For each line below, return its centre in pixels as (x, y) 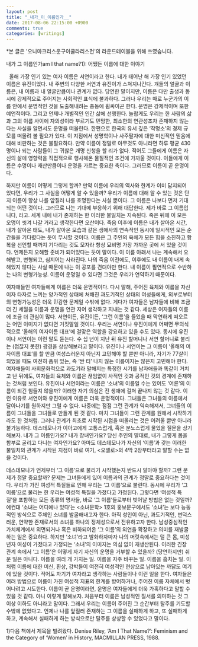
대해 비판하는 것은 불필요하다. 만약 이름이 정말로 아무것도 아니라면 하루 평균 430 (98, 144)
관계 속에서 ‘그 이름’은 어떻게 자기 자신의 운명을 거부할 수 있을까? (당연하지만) (95, 552)
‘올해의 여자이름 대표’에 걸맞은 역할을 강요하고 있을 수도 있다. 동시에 (99, 332)
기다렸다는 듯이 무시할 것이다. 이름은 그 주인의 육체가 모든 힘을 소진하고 (104, 237)
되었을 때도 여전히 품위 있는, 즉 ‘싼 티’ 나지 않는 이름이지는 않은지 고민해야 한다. (97, 361)
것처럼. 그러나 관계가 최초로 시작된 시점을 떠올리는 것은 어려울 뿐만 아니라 (108, 420)
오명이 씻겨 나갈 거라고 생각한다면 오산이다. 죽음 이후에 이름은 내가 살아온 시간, (97, 222)
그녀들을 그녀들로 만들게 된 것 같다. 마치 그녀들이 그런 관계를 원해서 (94, 413)
